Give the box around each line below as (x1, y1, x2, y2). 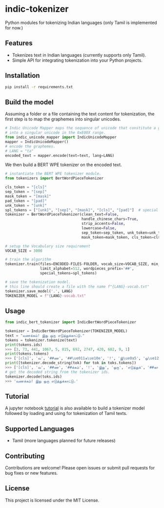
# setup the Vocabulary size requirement (5, 243, 91, 248)
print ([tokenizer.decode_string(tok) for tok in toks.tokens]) (5, 361, 137, 365)
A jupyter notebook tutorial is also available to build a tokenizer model (5, 405, 145, 411)
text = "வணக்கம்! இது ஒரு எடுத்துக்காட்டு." (5, 333, 85, 338)
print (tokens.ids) (5, 342, 42, 347)
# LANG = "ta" (5, 148, 34, 153)
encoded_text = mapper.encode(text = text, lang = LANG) (5, 153, 115, 158)
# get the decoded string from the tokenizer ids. (5, 369, 110, 374)
